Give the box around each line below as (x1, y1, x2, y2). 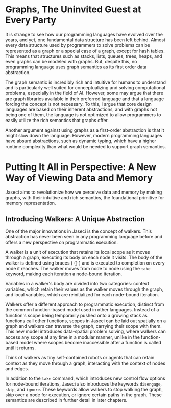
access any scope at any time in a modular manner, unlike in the (5, 333, 140, 340)
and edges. (5, 365, 29, 371)
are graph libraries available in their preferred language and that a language (5, 95, 164, 102)
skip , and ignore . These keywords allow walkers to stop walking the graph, (5, 386, 163, 392)
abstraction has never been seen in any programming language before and (5, 233, 163, 239)
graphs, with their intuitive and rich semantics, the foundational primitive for (5, 194, 164, 200)
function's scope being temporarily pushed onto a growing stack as (5, 312, 148, 318)
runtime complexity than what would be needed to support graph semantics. (5, 143, 166, 149)
